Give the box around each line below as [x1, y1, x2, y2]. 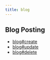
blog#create [12, 39, 38, 45]
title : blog [5, 7, 30, 12]
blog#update [12, 44, 39, 50]
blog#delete [12, 49, 37, 55]
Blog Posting [5, 26, 46, 34]
